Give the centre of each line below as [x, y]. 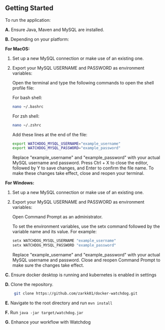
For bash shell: [27, 97]
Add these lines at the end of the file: [50, 134]
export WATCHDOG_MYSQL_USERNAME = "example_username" [66, 144]
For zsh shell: [26, 116]
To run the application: [28, 20]
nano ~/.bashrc [28, 106]
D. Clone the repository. [29, 285]
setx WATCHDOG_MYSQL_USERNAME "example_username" [64, 241]
